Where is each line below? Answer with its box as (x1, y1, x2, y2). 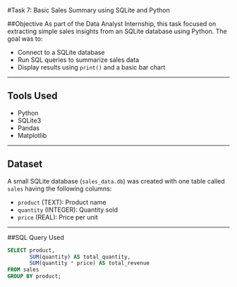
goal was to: (7, 34, 43, 43)
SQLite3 (17, 116, 42, 125)
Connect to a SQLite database (17, 49, 105, 56)
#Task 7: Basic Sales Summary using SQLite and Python (7, 6, 171, 14)
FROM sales (7, 267, 39, 274)
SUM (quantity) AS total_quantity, (29, 253, 131, 260)
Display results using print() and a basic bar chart (17, 63, 166, 71)
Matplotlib (17, 131, 47, 139)
